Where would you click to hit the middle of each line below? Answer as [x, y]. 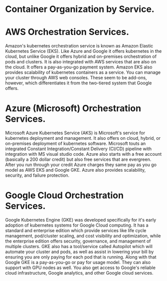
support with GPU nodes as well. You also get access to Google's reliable [81, 268]
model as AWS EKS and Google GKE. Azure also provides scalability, [76, 170]
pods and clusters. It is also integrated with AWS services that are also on [81, 62]
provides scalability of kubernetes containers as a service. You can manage [83, 72]
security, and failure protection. [37, 175]
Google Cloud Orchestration [64, 195]
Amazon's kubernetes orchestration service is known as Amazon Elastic [79, 46]
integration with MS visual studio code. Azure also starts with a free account [83, 154]
